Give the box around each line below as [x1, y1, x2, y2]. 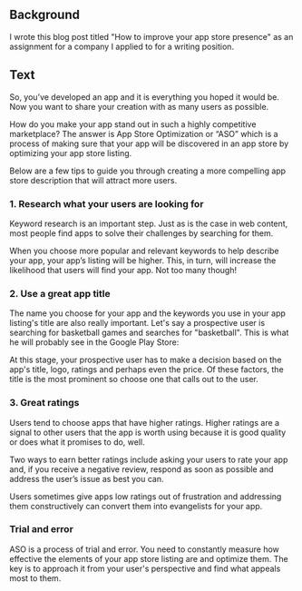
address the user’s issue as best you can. [9, 473, 164, 484]
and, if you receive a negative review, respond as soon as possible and [9, 463, 274, 475]
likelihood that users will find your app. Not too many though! [9, 264, 238, 275]
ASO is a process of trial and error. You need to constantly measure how [9, 544, 279, 555]
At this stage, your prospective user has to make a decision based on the [9, 354, 282, 366]
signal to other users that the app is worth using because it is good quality [9, 427, 287, 438]
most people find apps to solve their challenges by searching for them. [9, 227, 274, 239]
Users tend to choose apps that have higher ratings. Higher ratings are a [9, 417, 279, 428]
